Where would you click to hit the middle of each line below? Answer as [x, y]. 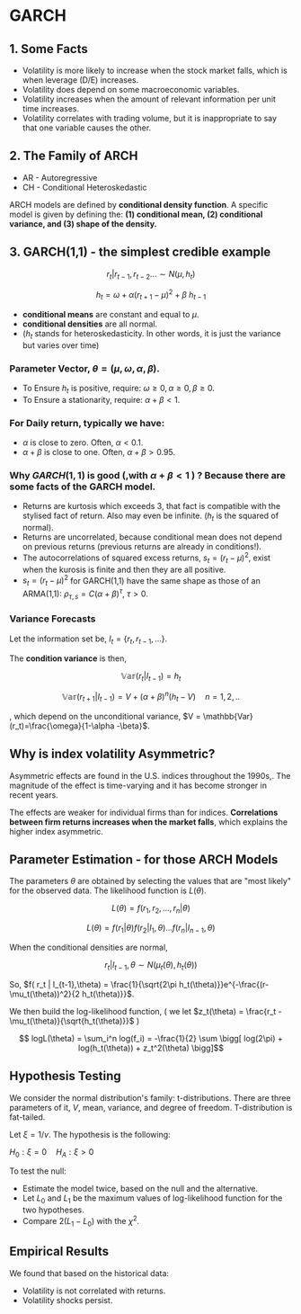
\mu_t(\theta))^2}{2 [45, 994]
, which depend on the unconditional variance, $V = [105, 716]
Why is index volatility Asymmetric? [112, 754]
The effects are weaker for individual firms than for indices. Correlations [144, 812]
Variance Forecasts [53, 619]
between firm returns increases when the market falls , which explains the [149, 822]
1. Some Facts [49, 49]
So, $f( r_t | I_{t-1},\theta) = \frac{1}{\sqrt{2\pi [93, 984]
